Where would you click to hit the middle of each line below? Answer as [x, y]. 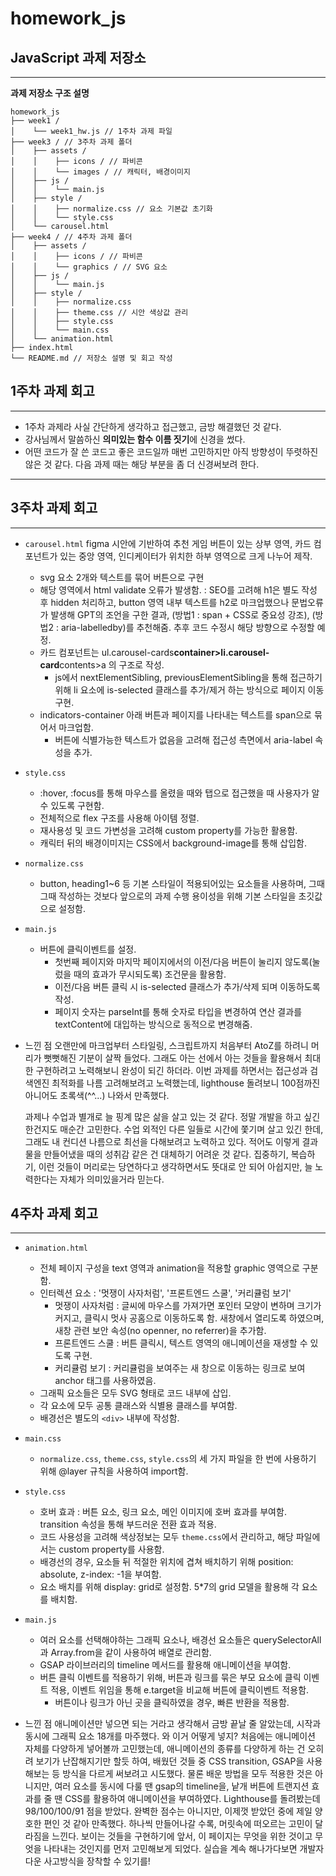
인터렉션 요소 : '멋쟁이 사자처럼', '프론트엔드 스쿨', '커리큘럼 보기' [165, 1293]
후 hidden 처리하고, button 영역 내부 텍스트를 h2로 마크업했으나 [164, 602]
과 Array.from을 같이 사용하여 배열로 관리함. [125, 1653]
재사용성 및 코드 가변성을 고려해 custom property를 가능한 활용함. [168, 830]
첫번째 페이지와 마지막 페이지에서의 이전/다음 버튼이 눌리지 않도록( [183, 961]
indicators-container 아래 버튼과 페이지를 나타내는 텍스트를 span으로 [175, 714]
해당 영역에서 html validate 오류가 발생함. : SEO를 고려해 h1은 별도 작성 [178, 589]
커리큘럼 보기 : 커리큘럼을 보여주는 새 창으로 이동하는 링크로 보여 [180, 1368]
